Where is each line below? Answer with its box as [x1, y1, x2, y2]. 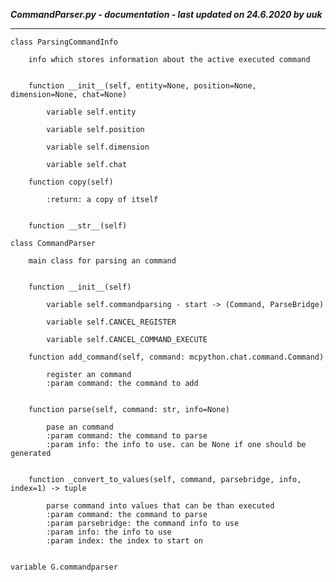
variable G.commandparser [10, 562, 118, 572]
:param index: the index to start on [46, 536, 203, 546]
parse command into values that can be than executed [46, 501, 275, 511]
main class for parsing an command [28, 256, 177, 266]
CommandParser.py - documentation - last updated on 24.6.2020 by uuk [10, 9, 323, 20]
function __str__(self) [28, 221, 128, 231]
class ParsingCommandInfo [10, 37, 118, 47]
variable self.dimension [46, 142, 150, 152]
